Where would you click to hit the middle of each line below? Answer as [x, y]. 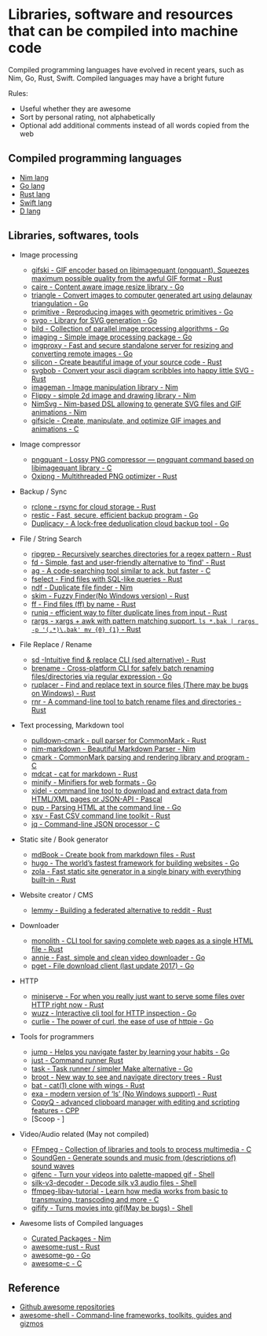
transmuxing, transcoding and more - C [95, 1199]
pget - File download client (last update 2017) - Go [113, 965]
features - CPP [55, 1110]
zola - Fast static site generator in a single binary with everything [136, 871]
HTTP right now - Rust [68, 1005]
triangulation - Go [60, 303]
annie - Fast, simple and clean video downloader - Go [118, 957]
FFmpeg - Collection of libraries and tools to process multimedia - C [141, 1149]
